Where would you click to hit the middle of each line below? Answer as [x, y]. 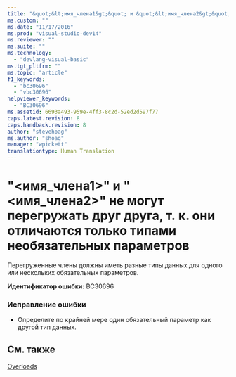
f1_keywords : [26, 79]
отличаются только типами [92, 231]
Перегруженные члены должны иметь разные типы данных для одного [115, 265]
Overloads [22, 366]
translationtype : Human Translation [61, 151]
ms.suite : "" [26, 46]
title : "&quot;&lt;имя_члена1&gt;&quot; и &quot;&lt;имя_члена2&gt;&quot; [119, 14]
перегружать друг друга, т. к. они [111, 216]
